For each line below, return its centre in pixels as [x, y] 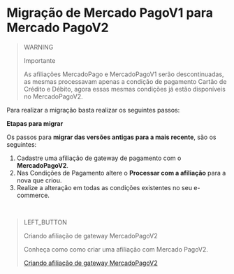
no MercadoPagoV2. [53, 96]
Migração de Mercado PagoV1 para [110, 13]
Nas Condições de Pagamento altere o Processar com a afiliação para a [121, 173]
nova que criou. [39, 180]
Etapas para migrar [35, 123]
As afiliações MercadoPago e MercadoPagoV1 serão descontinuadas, [124, 74]
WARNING [38, 47]
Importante [39, 60]
